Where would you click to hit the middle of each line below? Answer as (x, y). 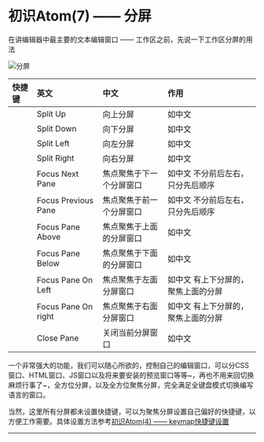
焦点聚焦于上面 (130, 227)
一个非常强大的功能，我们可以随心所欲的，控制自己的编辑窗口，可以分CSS (129, 365)
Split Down (57, 128)
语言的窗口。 (29, 395)
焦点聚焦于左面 (130, 279)
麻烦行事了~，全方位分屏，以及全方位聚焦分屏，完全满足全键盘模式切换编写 (131, 385)
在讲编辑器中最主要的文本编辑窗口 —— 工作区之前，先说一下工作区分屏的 (127, 39)
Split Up (51, 113)
